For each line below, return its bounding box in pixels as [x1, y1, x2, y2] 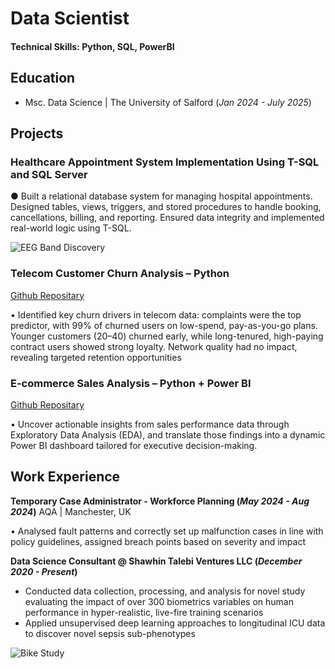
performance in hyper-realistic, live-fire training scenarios [24, 606, 264, 618]
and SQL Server [10, 167, 88, 181]
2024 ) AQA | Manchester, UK [10, 505, 132, 517]
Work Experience [10, 468, 121, 486]
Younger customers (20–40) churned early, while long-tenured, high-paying [10, 330, 324, 342]
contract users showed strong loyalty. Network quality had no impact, [10, 340, 298, 352]
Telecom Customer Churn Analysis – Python [10, 267, 230, 281]
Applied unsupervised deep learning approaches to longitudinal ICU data [24, 617, 326, 629]
